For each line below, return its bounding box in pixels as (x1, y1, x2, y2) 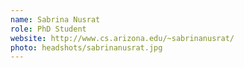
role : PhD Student (10, 24, 87, 34)
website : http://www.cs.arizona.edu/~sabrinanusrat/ (10, 33, 235, 43)
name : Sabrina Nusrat (10, 14, 101, 25)
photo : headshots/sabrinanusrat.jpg (10, 42, 163, 53)
